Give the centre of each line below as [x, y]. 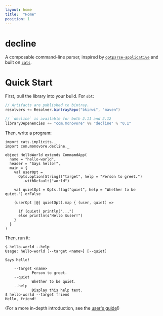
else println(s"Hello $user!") [50, 215]
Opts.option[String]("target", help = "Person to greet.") [80, 176]
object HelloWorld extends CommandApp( [46, 155]
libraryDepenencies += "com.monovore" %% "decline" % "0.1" [68, 123]
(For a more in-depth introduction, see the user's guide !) [62, 308]
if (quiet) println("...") [46, 211]
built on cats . [19, 62]
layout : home [19, 10]
